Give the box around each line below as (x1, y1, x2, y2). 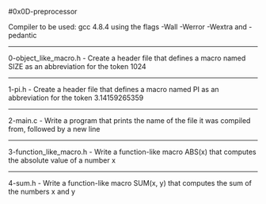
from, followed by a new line (8, 125, 101, 133)
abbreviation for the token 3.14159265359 (8, 93, 144, 102)
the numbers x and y (8, 187, 76, 196)
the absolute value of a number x (8, 156, 116, 165)
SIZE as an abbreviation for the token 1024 (8, 62, 146, 71)
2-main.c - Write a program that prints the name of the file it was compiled (8, 116, 251, 125)
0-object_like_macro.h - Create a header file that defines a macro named (8, 53, 246, 63)
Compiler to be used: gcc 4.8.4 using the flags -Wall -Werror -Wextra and (8, 22, 248, 31)
